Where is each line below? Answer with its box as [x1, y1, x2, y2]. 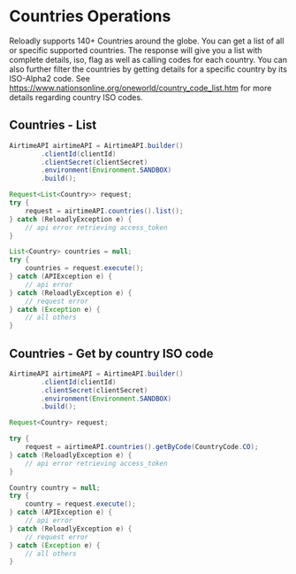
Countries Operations [9, 6, 171, 27]
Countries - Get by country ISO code [9, 345, 214, 361]
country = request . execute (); [25, 500, 137, 508]
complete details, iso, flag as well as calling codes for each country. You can [9, 54, 287, 65]
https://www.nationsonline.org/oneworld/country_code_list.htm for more [9, 82, 272, 93]
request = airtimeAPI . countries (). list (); [25, 206, 184, 215]
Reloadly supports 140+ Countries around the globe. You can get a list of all [9, 35, 285, 46]
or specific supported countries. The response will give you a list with [9, 44, 262, 55]
